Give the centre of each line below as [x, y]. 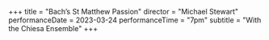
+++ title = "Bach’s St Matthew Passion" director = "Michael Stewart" [124, 12]
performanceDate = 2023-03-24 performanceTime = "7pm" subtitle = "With [135, 20]
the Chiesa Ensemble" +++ [53, 28]
